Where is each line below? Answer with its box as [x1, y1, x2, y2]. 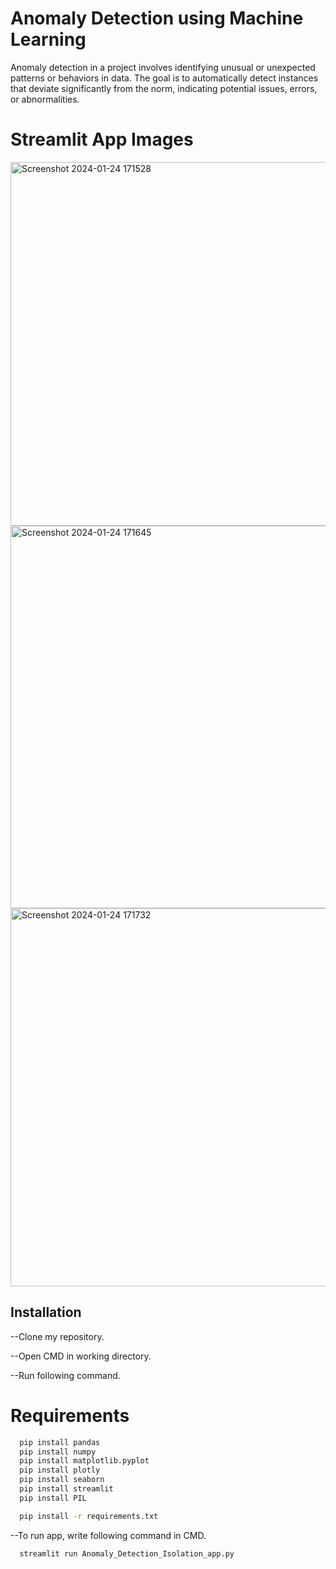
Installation [10, 1304, 82, 1321]
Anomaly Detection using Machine [10, 7, 304, 30]
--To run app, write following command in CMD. [10, 1529, 207, 1541]
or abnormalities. [10, 93, 80, 105]
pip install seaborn [19, 1475, 105, 1485]
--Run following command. [10, 1369, 121, 1381]
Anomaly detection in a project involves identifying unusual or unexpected [10, 61, 316, 73]
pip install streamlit [19, 1484, 114, 1494]
